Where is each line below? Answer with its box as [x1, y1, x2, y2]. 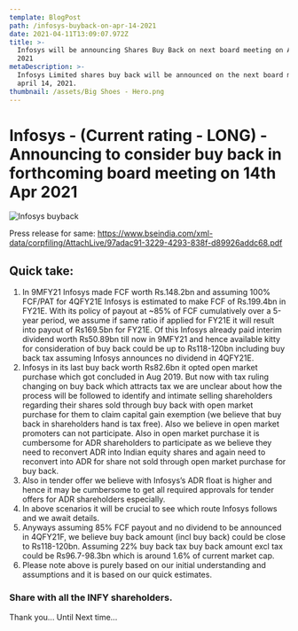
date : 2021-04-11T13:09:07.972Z [9, 29, 129, 38]
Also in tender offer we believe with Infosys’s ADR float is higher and [21, 475, 272, 486]
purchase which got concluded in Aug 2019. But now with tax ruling [21, 371, 269, 382]
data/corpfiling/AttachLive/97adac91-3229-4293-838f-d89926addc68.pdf [9, 238, 283, 248]
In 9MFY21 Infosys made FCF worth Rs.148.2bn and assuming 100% [21, 287, 271, 298]
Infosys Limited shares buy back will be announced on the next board [17, 71, 284, 80]
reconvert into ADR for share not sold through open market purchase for [21, 456, 286, 467]
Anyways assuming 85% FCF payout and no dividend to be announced [21, 522, 282, 533]
